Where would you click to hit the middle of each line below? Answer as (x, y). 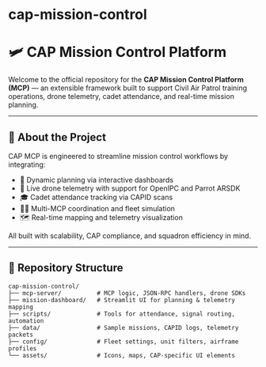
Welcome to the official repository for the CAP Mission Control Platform (126, 80)
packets (21, 335)
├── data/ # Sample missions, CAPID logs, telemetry (123, 327)
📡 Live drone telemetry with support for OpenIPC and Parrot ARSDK (130, 188)
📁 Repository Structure (66, 268)
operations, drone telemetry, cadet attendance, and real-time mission (122, 96)
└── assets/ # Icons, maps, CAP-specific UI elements (122, 355)
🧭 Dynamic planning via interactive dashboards (97, 180)
